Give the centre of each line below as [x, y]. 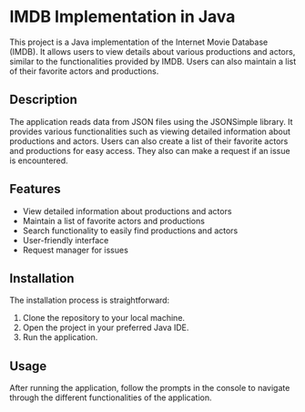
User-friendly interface [66, 240]
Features [35, 189]
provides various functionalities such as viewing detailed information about [150, 131]
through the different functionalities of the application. [111, 397]
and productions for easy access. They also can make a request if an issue [150, 150]
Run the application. [60, 337]
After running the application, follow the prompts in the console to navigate [150, 388]
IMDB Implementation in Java [122, 17]
